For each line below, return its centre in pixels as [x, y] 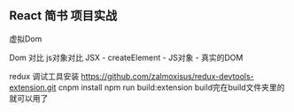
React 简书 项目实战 [63, 16]
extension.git [33, 87]
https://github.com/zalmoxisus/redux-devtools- [167, 76]
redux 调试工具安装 [44, 76]
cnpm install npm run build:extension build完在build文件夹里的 [171, 87]
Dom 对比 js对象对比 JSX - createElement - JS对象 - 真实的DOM [126, 57]
